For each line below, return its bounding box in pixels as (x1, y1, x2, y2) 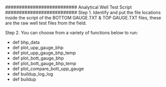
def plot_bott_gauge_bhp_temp (12, 61, 76, 66)
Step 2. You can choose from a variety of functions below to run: (5, 30, 138, 35)
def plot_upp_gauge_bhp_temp (12, 50, 76, 56)
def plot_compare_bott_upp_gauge (12, 66, 84, 72)
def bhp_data (12, 39, 40, 45)
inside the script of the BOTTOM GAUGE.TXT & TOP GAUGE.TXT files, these (5, 15, 162, 20)
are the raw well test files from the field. (5, 20, 87, 26)
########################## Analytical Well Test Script (5, 4, 132, 10)
